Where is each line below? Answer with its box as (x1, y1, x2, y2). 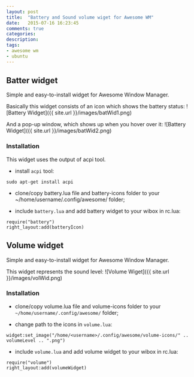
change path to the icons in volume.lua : (14, 321, 113, 328)
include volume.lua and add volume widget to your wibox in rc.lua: (14, 348, 178, 355)
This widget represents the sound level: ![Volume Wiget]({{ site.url (6, 267, 169, 275)
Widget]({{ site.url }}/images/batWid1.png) (27, 109, 132, 117)
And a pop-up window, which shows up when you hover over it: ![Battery (6, 121, 186, 128)
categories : (6, 31, 36, 37)
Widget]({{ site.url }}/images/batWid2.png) (6, 127, 112, 135)
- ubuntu (6, 53, 28, 59)
